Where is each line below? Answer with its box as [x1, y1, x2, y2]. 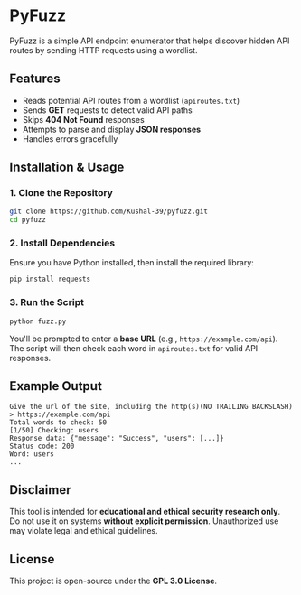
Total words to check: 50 [9, 418, 107, 427]
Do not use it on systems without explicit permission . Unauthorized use [9, 516, 279, 526]
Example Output [9, 378, 102, 394]
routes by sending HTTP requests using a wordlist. [9, 44, 198, 55]
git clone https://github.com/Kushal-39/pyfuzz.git [9, 207, 208, 217]
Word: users [9, 450, 54, 459]
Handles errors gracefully [22, 133, 118, 144]
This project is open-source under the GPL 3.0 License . [9, 575, 218, 586]
